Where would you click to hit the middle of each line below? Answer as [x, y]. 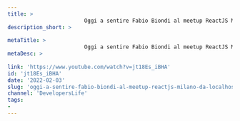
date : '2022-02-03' [36, 80]
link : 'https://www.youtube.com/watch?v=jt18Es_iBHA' [89, 67]
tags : [15, 100]
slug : [15, 87]
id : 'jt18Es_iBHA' [35, 73]
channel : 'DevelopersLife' [47, 93]
